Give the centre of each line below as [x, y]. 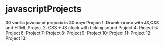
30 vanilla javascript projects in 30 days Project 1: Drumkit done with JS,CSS [82, 23]
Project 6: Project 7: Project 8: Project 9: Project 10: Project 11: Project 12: [79, 33]
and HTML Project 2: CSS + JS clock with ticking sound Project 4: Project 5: [82, 27]
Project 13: [16, 38]
